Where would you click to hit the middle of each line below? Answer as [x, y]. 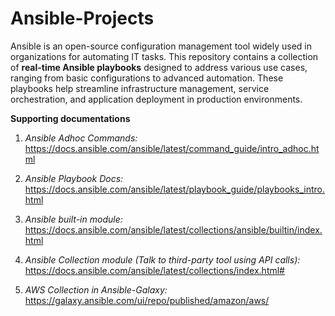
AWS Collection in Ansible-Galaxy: [96, 289]
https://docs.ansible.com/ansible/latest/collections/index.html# [154, 270]
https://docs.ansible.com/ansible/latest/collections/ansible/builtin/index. [173, 229]
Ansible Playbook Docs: [74, 178]
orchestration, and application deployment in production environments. [156, 99]
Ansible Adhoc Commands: [81, 138]
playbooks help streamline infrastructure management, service [140, 88]
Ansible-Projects [82, 18]
